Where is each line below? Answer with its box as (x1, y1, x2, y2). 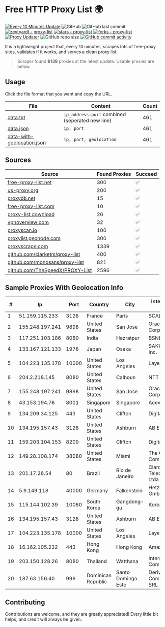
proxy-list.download (7, 211, 55, 218)
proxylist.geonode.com (7, 235, 61, 242)
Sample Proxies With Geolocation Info (5, 283, 124, 292)
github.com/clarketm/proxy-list (7, 251, 80, 257)
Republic (86, 578, 107, 585)
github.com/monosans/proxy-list (7, 259, 84, 266)
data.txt (7, 114, 26, 121)
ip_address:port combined (63, 111, 126, 118)
